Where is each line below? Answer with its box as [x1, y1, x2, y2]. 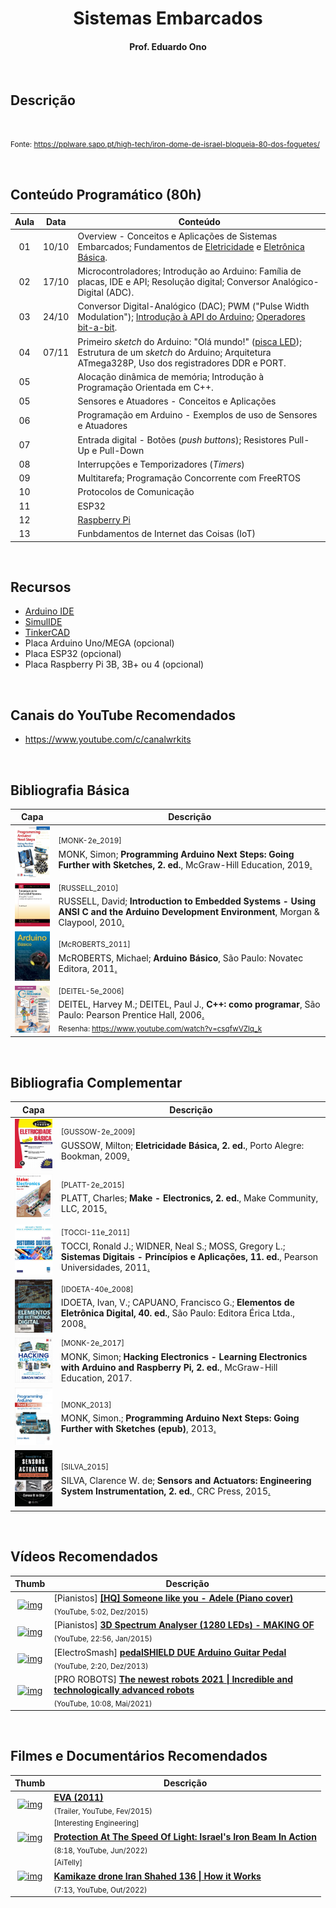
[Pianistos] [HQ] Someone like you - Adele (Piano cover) [53, 1592, 294, 1604]
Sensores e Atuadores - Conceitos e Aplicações [77, 395, 277, 407]
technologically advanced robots [53, 1683, 195, 1696]
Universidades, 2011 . [60, 1261, 150, 1273]
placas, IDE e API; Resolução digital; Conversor [77, 276, 270, 288]
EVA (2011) [53, 1792, 104, 1804]
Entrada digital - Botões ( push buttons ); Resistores [77, 433, 287, 446]
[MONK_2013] [60, 1400, 112, 1410]
